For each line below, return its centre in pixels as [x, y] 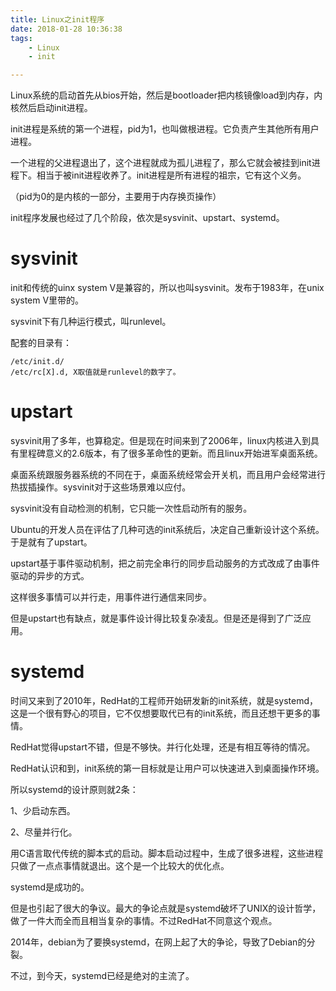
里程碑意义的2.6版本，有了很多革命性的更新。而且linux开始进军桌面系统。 [170, 453]
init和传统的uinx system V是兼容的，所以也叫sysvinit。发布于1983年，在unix [167, 288]
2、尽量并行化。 [44, 832]
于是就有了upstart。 [51, 542]
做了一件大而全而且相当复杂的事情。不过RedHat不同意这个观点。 [144, 920]
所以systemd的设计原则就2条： [74, 789]
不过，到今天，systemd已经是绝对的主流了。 [102, 975]
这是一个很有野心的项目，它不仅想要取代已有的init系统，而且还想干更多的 [161, 713]
